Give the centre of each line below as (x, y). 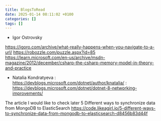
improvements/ (28, 93)
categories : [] (21, 19)
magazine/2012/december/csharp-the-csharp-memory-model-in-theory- (80, 63)
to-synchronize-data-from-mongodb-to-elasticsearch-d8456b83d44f (76, 114)
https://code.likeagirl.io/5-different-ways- (113, 108)
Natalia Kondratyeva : (34, 78)
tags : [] (14, 23)
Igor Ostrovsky (27, 38)
